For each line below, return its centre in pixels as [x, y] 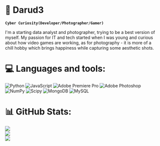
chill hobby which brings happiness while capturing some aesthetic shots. [80, 48]
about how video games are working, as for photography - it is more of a [78, 43]
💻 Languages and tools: [55, 69]
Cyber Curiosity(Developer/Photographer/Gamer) [55, 23]
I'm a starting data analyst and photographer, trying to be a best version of [80, 32]
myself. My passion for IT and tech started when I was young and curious [79, 37]
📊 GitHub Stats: [38, 112]
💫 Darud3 [24, 10]
